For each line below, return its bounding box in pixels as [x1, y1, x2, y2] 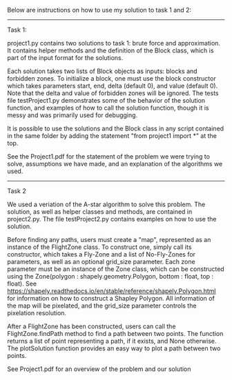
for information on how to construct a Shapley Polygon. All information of [7, 294, 215, 302]
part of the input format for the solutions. [7, 54, 124, 61]
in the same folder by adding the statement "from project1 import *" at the [7, 132, 217, 140]
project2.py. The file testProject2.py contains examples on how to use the [7, 215, 217, 223]
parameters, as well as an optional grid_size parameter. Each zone [7, 258, 195, 266]
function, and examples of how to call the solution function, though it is [7, 103, 209, 112]
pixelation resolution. [7, 309, 67, 317]
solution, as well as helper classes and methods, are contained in [7, 208, 193, 216]
